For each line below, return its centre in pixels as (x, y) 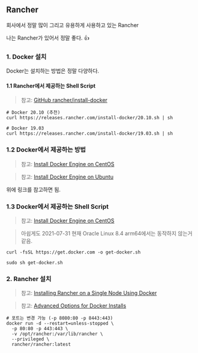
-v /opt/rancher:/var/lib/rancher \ (57, 334)
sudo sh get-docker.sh (34, 263)
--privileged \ (31, 339)
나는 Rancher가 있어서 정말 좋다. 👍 (48, 38)
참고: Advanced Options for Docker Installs (73, 306)
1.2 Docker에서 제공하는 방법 (46, 150)
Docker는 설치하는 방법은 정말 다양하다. (53, 71)
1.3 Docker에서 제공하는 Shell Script (58, 206)
